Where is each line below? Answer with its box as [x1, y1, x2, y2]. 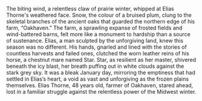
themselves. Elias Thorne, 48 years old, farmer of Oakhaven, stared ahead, [6, 82, 194, 89]
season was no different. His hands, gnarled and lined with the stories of [6, 43, 187, 50]
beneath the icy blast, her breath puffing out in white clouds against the [6, 63, 184, 70]
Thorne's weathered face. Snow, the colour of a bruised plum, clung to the [6, 11, 192, 19]
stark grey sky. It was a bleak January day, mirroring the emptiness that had [6, 69, 195, 76]
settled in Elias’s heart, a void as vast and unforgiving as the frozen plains [6, 75, 189, 82]
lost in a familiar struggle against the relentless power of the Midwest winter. [6, 88, 197, 95]
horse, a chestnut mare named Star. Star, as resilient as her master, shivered [6, 57, 197, 63]
